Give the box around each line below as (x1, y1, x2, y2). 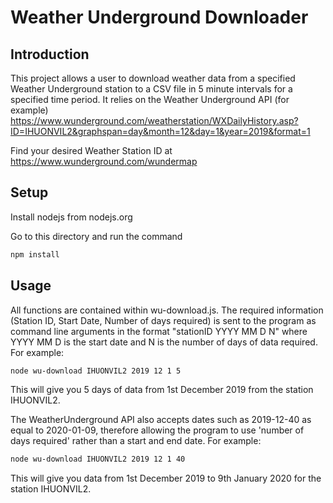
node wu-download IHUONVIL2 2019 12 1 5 (10, 366, 182, 376)
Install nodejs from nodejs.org (10, 211, 133, 223)
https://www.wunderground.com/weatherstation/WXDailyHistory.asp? (10, 115, 299, 126)
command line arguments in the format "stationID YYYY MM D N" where (10, 325, 308, 337)
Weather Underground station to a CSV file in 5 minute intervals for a (10, 83, 293, 95)
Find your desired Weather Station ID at (10, 145, 173, 156)
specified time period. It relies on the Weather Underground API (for (10, 94, 290, 105)
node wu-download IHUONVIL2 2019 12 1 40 (10, 454, 186, 465)
